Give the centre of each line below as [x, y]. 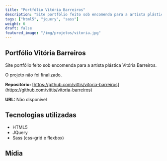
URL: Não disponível [26, 99]
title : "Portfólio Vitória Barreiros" [45, 10]
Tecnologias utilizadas [41, 115]
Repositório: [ [19, 84]
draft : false [19, 28]
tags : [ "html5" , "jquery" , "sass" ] [42, 19]
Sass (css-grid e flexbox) [38, 138]
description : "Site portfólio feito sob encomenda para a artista [75, 14]
